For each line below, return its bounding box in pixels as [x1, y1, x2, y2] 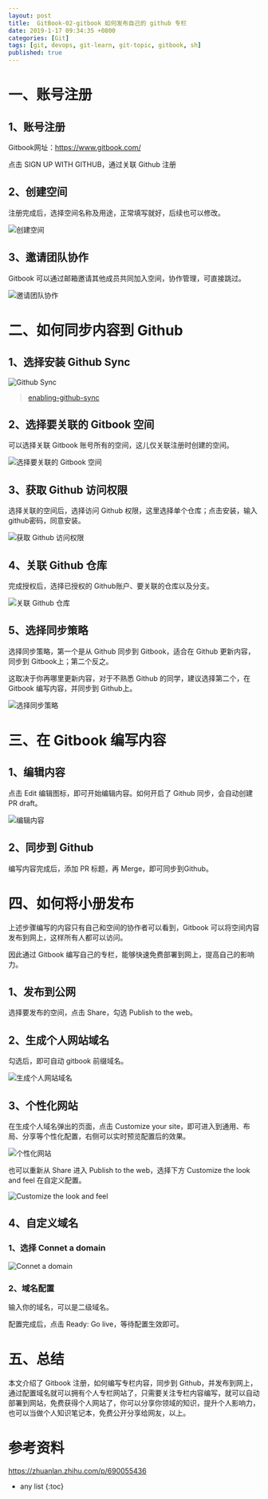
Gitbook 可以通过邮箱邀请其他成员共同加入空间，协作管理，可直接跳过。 [8, 273, 246, 283]
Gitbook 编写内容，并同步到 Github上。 [8, 683, 137, 693]
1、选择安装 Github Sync [8, 356, 131, 369]
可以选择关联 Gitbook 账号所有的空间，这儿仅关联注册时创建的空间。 [8, 440, 234, 450]
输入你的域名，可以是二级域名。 [8, 1302, 113, 1312]
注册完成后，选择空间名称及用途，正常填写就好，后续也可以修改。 [8, 208, 225, 217]
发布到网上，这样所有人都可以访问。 [8, 932, 128, 942]
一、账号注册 [8, 85, 93, 104]
